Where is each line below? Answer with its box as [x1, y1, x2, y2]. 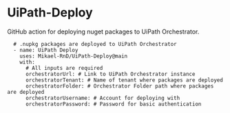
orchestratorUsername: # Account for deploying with [25, 95, 180, 101]
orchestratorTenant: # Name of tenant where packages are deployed [25, 77, 224, 84]
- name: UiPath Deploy [13, 47, 79, 53]
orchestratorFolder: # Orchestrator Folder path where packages [25, 82, 214, 90]
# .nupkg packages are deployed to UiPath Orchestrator [13, 40, 177, 47]
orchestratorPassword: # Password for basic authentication [25, 101, 202, 108]
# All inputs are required [25, 64, 103, 71]
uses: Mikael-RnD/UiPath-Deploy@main [19, 53, 128, 60]
